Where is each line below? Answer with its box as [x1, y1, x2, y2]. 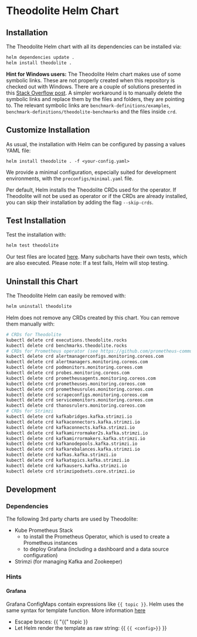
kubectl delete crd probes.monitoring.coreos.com [6, 370, 130, 376]
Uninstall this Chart [6, 276, 79, 286]
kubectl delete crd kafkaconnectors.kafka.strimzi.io [6, 419, 141, 425]
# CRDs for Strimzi [6, 408, 54, 414]
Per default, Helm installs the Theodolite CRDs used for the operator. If [6, 186, 176, 193]
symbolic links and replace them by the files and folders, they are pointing [6, 95, 185, 102]
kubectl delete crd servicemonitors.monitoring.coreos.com [6, 397, 154, 403]
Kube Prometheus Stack [14, 527, 73, 534]
